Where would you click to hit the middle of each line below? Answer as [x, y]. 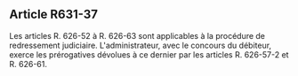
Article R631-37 [54, 15]
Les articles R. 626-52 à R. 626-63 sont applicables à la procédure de [137, 35]
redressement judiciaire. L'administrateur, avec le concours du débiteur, [141, 45]
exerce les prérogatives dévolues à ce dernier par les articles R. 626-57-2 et [149, 54]
